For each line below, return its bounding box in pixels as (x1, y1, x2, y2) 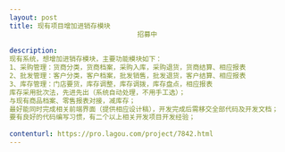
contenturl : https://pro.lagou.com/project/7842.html (9, 130, 214, 139)
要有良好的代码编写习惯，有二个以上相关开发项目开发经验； (9, 113, 196, 122)
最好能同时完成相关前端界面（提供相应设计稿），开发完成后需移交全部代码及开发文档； (9, 105, 279, 114)
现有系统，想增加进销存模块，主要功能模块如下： (9, 55, 163, 63)
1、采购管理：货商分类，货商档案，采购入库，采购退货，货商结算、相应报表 (9, 63, 247, 72)
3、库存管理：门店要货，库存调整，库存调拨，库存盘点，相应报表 (9, 80, 213, 89)
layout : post (9, 13, 58, 22)
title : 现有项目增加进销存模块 (9, 21, 111, 30)
